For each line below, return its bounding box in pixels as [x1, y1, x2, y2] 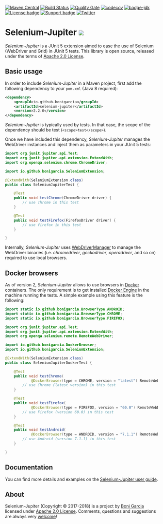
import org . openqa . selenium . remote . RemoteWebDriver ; [5, 334, 114, 338]
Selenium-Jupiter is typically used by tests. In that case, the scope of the [5, 122, 151, 128]
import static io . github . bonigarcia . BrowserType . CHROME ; [5, 311, 123, 316]
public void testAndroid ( [14, 428, 66, 432]
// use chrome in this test [22, 200, 79, 205]
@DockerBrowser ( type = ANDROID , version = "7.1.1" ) [31, 432, 138, 437]
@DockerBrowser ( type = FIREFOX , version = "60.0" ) [31, 405, 136, 410]
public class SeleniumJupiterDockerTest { [5, 360, 92, 365]
